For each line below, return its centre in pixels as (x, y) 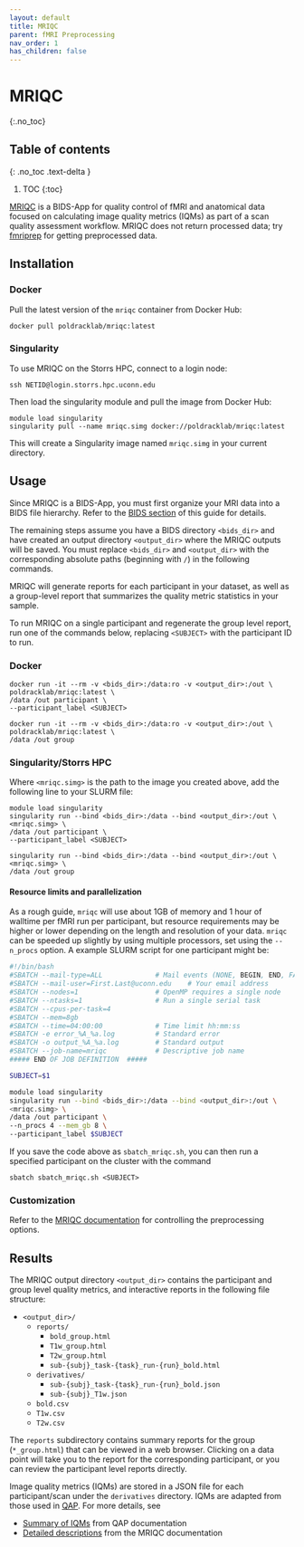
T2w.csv (50, 1423)
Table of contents (60, 150)
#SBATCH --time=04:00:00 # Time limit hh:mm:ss (125, 1026)
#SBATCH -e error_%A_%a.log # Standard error (115, 1034)
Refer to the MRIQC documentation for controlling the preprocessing (137, 1220)
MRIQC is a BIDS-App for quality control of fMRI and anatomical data (137, 206)
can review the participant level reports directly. (98, 1469)
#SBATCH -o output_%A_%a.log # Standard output (117, 1043)
